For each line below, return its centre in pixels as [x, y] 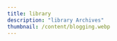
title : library [29, 14]
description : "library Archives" [56, 20]
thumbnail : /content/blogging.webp [59, 26]
